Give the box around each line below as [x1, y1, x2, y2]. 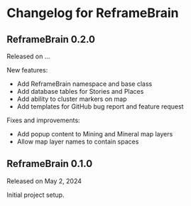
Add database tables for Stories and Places [16, 87, 144, 95]
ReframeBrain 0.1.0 [6, 158, 93, 170]
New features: [6, 66, 48, 74]
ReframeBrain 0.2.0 [6, 33, 95, 45]
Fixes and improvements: [6, 116, 80, 124]
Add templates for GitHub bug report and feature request [16, 102, 184, 111]
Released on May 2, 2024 [6, 176, 82, 185]
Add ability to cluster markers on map [16, 94, 127, 103]
